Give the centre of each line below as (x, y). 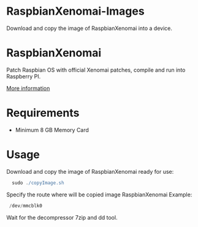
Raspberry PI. (24, 76)
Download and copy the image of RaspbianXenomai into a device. (89, 28)
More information (28, 88)
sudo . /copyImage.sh (38, 183)
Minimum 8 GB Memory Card (52, 130)
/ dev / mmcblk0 (26, 206)
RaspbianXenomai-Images (76, 11)
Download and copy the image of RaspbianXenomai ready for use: (90, 171)
